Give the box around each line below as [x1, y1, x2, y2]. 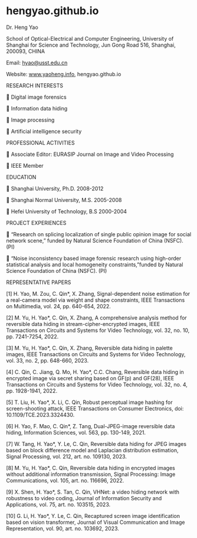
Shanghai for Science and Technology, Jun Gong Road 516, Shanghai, [6, 41, 176, 48]
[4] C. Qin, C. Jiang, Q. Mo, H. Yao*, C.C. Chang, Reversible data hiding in [6, 368, 184, 376]
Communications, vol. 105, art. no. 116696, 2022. [6, 477, 124, 484]
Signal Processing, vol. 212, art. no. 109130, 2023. [6, 453, 127, 460]
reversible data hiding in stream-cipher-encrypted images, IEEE [6, 320, 160, 327]
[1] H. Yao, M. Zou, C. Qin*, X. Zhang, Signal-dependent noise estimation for [6, 290, 191, 297]
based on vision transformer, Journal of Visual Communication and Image [6, 519, 185, 526]
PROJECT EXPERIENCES [6, 219, 67, 226]
